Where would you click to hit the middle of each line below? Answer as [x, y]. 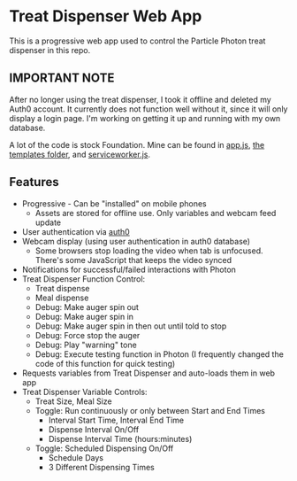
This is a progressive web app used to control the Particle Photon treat [137, 41]
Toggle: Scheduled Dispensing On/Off [104, 448]
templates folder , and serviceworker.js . [80, 154]
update [48, 222]
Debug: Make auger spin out [87, 306]
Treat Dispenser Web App [106, 16]
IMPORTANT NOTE [62, 78]
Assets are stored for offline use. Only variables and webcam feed [156, 213]
